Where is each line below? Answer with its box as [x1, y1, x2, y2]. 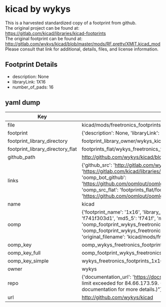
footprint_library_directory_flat [7, 145, 77, 152]
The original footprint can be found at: [5, 36, 83, 42]
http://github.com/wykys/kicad [81, 294, 153, 301]
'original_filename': [81, 233, 126, 240]
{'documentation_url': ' [81, 273, 134, 280]
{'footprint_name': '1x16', [81, 209, 141, 216]
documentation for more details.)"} [81, 286, 162, 293]
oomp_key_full [7, 249, 41, 256]
